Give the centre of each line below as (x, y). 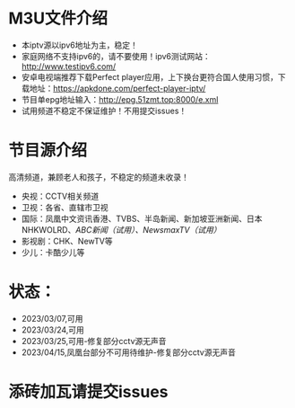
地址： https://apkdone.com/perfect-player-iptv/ (117, 88)
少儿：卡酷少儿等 (53, 252)
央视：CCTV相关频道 (60, 196)
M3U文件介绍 (58, 18)
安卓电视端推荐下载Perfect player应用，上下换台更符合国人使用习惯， (150, 76)
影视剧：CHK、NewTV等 (67, 241)
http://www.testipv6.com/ (69, 66)
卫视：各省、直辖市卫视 (65, 207)
